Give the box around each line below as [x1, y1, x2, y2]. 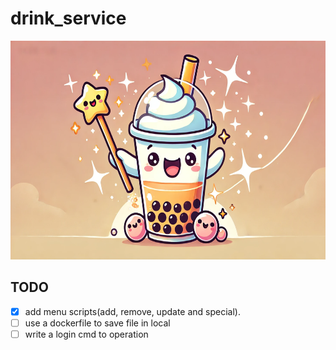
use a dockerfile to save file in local [24, 317, 171, 329]
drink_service [10, 7, 127, 30]
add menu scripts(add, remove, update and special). [24, 305, 241, 317]
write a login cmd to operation [24, 328, 149, 340]
